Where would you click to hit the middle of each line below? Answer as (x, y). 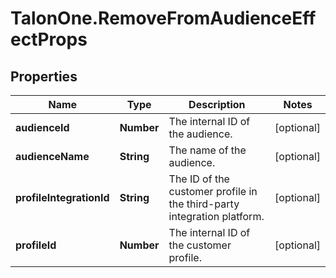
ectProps (49, 39)
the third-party (204, 204)
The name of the (207, 150)
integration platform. (216, 216)
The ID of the (199, 179)
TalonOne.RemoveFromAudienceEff (163, 18)
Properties (44, 76)
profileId (36, 245)
